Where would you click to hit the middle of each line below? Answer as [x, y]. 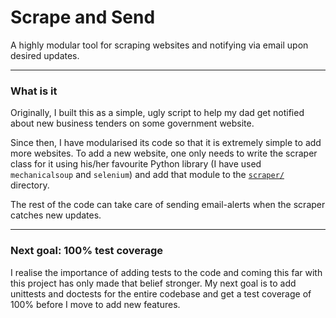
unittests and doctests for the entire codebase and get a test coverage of [161, 293]
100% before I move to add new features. [95, 304]
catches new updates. [56, 215]
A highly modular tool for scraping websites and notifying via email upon [159, 45]
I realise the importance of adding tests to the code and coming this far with [166, 272]
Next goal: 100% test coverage [87, 251]
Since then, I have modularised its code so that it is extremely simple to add [166, 143]
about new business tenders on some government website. [132, 123]
